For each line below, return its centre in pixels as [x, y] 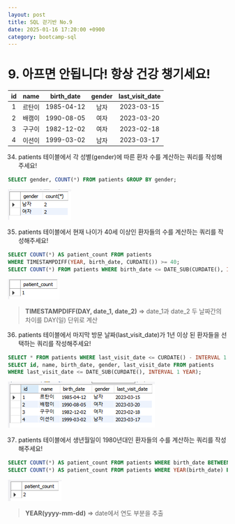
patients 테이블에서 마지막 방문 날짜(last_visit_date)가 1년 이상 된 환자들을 [119, 334]
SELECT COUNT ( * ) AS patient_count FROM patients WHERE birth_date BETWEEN [119, 463]
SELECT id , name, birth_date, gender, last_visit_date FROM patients [111, 365]
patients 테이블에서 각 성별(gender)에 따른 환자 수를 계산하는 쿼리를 [111, 157]
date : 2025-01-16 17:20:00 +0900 [56, 29]
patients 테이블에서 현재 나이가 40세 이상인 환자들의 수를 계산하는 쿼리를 [117, 232]
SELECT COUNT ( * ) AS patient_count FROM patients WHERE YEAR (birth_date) [116, 470]
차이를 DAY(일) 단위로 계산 [61, 320]
